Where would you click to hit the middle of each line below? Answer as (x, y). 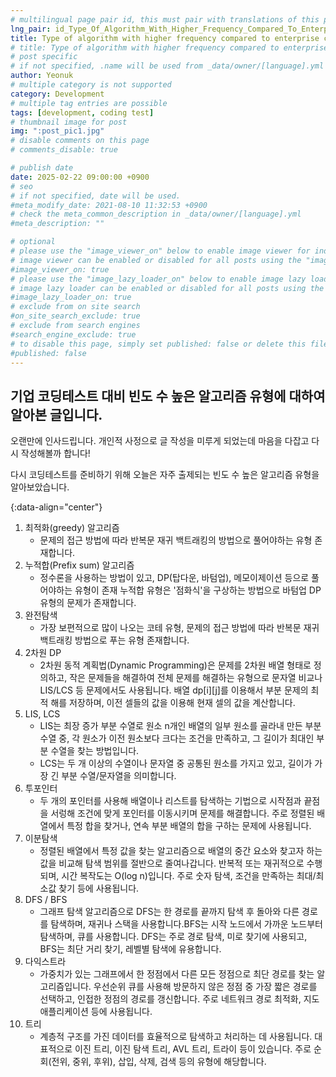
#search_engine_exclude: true (73, 334)
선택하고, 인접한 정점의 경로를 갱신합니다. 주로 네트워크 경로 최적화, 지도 (179, 999)
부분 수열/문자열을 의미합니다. (119, 776)
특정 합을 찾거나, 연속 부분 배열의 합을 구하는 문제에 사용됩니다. (189, 826)
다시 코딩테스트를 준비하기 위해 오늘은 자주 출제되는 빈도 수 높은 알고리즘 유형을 (165, 475)
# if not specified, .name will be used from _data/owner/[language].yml (167, 66)
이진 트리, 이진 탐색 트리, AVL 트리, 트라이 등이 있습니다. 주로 (193, 1049)
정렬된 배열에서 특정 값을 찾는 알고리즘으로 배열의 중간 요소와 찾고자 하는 (181, 851)
